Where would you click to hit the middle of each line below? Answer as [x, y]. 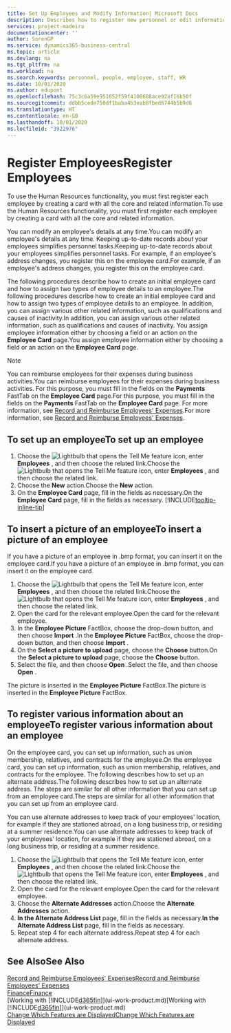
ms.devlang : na [29, 58]
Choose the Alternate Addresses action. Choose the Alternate [106, 903]
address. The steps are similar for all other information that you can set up [112, 789]
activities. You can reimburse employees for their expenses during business [113, 381]
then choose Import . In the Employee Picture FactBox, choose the [111, 635]
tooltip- [206, 500]
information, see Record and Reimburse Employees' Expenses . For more [109, 411]
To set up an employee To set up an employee [106, 439]
